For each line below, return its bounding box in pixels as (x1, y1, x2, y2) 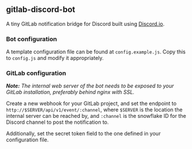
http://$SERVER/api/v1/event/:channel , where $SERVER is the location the (6, 106, 183, 113)
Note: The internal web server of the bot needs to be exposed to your (6, 82, 174, 90)
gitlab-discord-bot (6, 5, 76, 15)
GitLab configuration (6, 69, 66, 77)
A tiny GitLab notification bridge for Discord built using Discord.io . (6, 20, 165, 27)
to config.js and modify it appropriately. (6, 55, 104, 62)
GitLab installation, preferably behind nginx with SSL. (6, 89, 135, 96)
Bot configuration (6, 35, 57, 43)
